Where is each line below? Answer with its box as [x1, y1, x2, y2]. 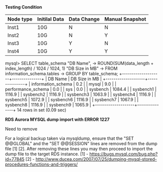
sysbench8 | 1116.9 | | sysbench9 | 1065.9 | [5, 102, 91, 107]
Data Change [68, 16, 100, 22]
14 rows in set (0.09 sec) [17, 107, 67, 113]
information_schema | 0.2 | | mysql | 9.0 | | [31, 81, 117, 87]
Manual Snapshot [104, 16, 146, 22]
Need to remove [5, 126, 38, 131]
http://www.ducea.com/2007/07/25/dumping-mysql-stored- [36, 156, 157, 162]
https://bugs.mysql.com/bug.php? [89, 151, 158, 157]
